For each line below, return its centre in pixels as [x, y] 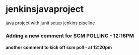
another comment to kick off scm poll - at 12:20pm [59, 48]
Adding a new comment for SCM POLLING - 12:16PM [70, 36]
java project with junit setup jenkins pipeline [50, 23]
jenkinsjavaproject [45, 9]
